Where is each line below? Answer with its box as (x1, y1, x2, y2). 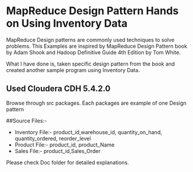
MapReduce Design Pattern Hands (6, 4, 179, 18)
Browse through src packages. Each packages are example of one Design (6, 99, 186, 106)
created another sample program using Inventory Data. (6, 66, 140, 73)
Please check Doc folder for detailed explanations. (6, 158, 129, 166)
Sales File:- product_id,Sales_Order (14, 147, 101, 154)
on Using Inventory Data (6, 17, 128, 30)
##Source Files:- (6, 117, 47, 124)
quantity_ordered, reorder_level (14, 135, 91, 142)
